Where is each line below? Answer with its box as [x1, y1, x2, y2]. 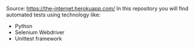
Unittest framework [14, 35, 62, 42]
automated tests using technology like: [6, 11, 101, 18]
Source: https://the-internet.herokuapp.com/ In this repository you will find [6, 5, 189, 12]
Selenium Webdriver [14, 29, 65, 36]
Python [14, 23, 33, 29]
